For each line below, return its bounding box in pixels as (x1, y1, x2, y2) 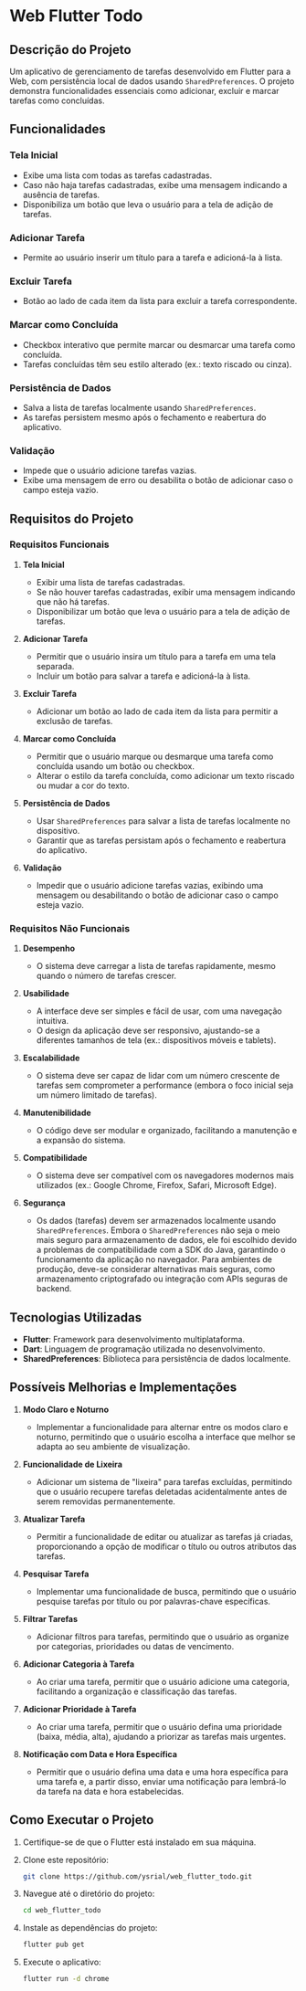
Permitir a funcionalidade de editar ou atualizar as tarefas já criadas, (36, 1531, 294, 1542)
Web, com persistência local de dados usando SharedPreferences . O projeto (9, 76, 295, 87)
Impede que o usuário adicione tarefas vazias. (22, 465, 197, 476)
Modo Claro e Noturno (22, 1404, 110, 1415)
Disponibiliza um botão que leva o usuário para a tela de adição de (22, 198, 274, 210)
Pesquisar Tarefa (22, 1568, 90, 1579)
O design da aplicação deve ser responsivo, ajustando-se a (36, 1025, 260, 1037)
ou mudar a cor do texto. (36, 780, 130, 791)
